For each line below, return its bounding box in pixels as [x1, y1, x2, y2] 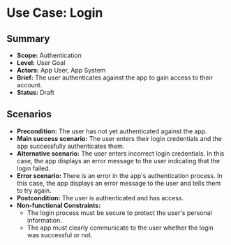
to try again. [16, 186, 52, 195]
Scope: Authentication [16, 51, 82, 59]
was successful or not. [27, 230, 93, 239]
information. [27, 216, 62, 224]
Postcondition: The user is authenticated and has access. [16, 193, 184, 202]
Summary [6, 33, 50, 45]
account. [16, 81, 43, 89]
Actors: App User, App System [16, 66, 106, 74]
